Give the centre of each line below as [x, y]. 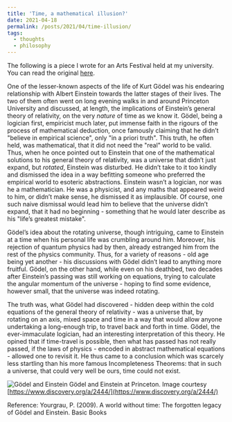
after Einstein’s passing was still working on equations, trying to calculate [111, 276]
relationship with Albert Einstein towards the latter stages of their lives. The [114, 94]
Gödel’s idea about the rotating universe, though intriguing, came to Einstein [116, 232]
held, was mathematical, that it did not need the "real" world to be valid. [109, 145]
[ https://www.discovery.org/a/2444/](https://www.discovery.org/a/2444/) [113, 392]
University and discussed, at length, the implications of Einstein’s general [111, 108]
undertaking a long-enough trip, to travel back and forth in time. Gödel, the [114, 327]
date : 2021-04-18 [32, 20]
